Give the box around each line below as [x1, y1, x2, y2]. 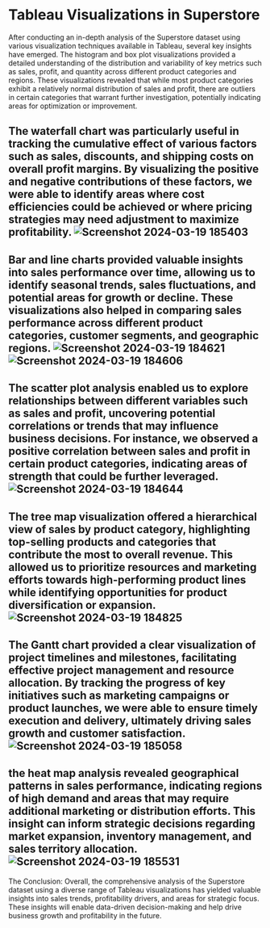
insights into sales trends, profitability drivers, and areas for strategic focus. [8, 893, 260, 903]
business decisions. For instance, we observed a [8, 432, 259, 446]
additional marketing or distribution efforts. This [8, 804, 256, 818]
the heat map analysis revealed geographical [8, 766, 239, 780]
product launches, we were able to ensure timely [8, 701, 258, 715]
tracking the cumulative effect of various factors [8, 137, 258, 151]
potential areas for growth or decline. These [8, 291, 234, 304]
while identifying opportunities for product [8, 586, 227, 599]
